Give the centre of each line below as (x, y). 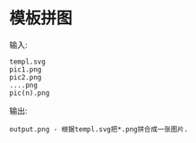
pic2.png (26, 77)
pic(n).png (30, 93)
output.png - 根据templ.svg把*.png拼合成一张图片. (99, 129)
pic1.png (26, 69)
